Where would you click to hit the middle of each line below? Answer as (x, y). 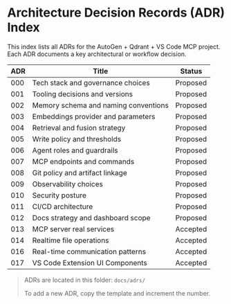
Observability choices (68, 184)
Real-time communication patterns (89, 251)
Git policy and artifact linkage (80, 172)
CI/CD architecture (63, 206)
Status (191, 71)
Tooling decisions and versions (83, 93)
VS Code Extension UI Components (90, 262)
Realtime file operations (71, 240)
